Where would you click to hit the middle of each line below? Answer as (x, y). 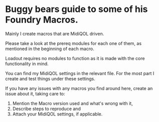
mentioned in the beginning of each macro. (50, 48)
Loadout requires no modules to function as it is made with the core (75, 58)
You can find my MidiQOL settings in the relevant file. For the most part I (80, 73)
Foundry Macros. (42, 20)
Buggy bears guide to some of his (76, 9)
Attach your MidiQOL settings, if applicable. (57, 114)
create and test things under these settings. (50, 78)
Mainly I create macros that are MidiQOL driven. (55, 33)
